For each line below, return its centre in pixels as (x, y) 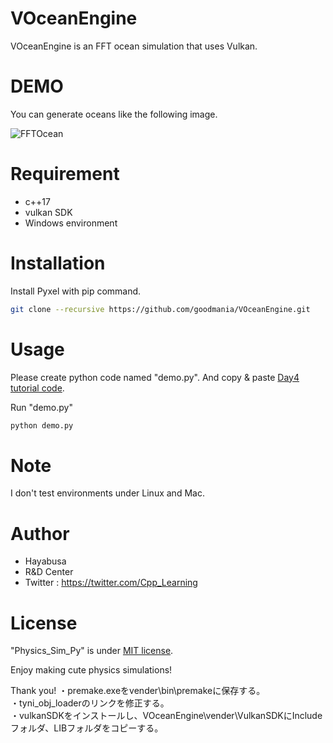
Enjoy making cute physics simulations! (91, 670)
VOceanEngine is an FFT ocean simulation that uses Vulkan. (134, 46)
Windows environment (71, 223)
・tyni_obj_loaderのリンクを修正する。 (90, 703)
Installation (58, 263)
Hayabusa (45, 561)
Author (40, 533)
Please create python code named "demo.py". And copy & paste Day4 (155, 377)
